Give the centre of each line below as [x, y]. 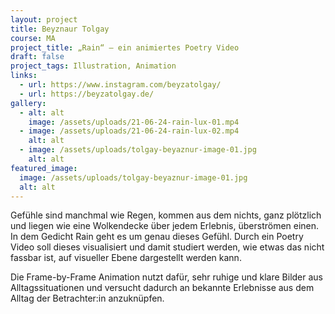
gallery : [28, 103]
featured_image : [44, 168]
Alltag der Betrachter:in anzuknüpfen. [87, 298]
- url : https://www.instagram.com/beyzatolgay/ [120, 85]
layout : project [44, 19]
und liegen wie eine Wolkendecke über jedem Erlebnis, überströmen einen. [165, 226]
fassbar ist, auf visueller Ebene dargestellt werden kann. [126, 258]
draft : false [37, 57]
